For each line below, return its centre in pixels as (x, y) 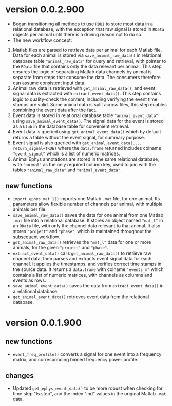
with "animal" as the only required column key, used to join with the (84, 164)
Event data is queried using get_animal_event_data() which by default (87, 131)
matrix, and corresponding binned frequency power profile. (75, 359)
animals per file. (30, 209)
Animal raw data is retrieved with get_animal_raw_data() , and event (84, 88)
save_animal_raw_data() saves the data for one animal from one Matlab (88, 215)
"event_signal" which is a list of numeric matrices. (66, 153)
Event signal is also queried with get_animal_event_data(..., (77, 143)
